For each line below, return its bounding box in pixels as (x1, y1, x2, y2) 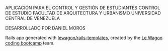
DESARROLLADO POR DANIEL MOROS (5, 25, 86, 31)
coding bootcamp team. (5, 40, 55, 46)
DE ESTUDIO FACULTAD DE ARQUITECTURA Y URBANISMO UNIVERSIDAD (5, 10, 161, 16)
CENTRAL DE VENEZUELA (5, 15, 60, 21)
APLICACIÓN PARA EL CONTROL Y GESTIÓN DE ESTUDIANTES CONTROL (5, 5, 160, 10)
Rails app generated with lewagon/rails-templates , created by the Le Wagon (5, 35, 162, 40)
